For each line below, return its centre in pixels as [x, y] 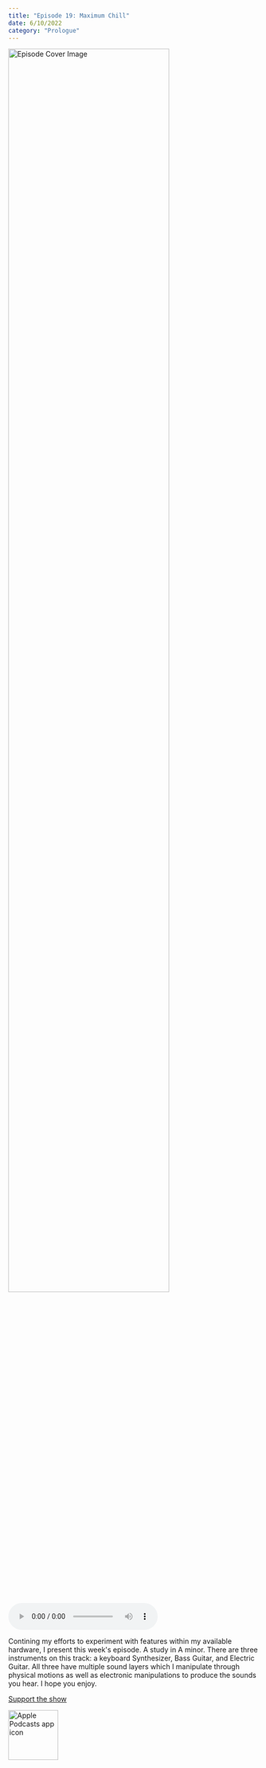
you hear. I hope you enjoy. [53, 1684]
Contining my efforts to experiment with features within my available [120, 1641]
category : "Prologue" [44, 30]
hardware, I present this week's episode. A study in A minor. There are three [133, 1650]
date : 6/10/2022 [35, 23]
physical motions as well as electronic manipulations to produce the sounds [132, 1676]
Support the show [38, 1699]
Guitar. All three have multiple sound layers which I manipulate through [124, 1667]
